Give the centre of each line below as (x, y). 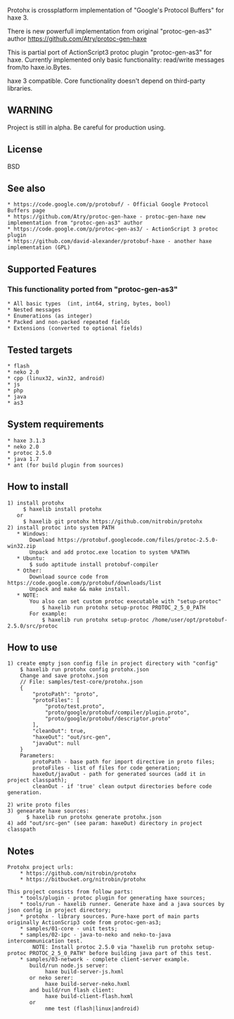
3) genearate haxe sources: (48, 811)
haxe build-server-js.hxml (84, 972)
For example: (48, 614)
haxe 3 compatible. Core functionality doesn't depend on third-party (106, 81)
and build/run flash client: (72, 990)
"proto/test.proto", (75, 707)
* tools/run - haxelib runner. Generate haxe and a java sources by (122, 904)
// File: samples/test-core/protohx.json (81, 682)
